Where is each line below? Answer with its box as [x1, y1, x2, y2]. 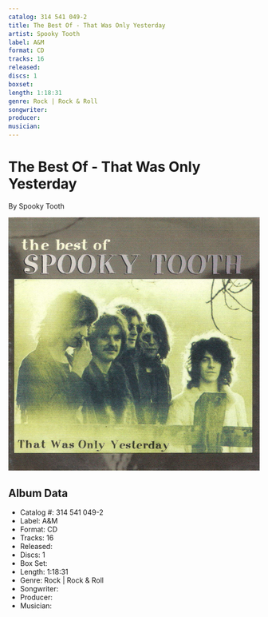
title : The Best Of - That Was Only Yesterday [8, 21, 166, 30]
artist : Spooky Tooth [8, 30, 81, 38]
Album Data [8, 486, 69, 500]
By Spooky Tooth [8, 201, 65, 211]
